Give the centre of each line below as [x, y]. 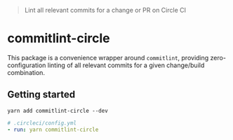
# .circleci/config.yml [42, 123]
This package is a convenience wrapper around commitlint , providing [108, 57]
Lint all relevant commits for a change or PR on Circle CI [105, 10]
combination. [26, 72]
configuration [27, 65]
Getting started [41, 95]
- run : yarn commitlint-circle [53, 129]
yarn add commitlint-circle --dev [58, 111]
